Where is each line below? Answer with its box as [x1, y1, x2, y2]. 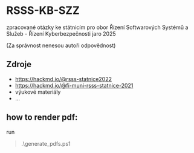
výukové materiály [15, 88, 61, 96]
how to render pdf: [6, 112, 78, 123]
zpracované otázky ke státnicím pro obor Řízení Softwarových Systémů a [6, 24, 189, 31]
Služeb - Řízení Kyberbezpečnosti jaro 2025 [6, 30, 116, 37]
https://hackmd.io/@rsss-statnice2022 [15, 75, 112, 82]
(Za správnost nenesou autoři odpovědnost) [6, 42, 116, 49]
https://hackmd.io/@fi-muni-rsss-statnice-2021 [15, 82, 134, 89]
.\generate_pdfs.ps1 [21, 140, 71, 147]
